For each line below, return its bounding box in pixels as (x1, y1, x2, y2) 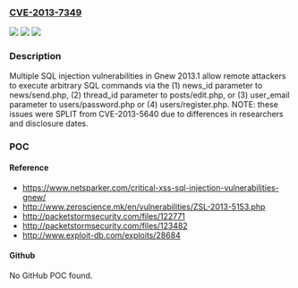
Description (9, 50, 62, 63)
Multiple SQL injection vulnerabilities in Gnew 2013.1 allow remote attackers (9, 70, 286, 81)
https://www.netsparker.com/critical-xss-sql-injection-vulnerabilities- (21, 182, 279, 193)
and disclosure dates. (9, 118, 89, 129)
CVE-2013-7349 (9, 6, 82, 19)
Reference (9, 163, 49, 174)
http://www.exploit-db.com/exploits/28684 (21, 230, 181, 241)
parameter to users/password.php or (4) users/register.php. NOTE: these (9, 98, 279, 109)
